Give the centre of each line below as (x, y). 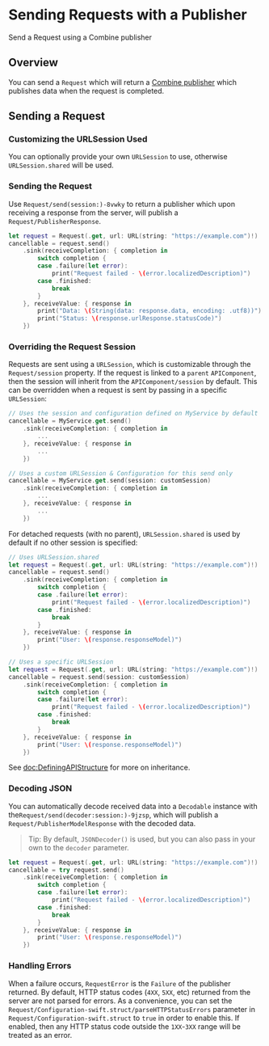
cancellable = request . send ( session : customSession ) (99, 677)
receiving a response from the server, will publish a (94, 213)
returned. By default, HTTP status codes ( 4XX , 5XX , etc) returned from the (130, 992)
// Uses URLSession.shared (54, 557)
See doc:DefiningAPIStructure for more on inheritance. (99, 768)
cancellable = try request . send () (67, 870)
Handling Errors (40, 966)
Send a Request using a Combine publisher (80, 37)
